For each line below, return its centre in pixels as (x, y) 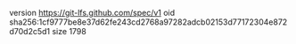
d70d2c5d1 (30, 31)
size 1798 (69, 31)
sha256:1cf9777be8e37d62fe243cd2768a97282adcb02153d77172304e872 (148, 22)
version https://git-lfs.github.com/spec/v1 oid (92, 13)
